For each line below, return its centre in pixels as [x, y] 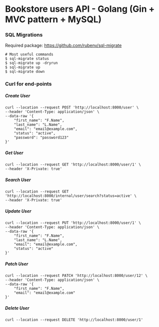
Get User [14, 153]
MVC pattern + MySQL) [53, 19]
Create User [18, 96]
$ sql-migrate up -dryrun [31, 63]
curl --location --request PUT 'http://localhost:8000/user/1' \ [73, 223]
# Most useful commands [29, 54]
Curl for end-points [29, 84]
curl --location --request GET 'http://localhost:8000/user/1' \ [73, 165]
